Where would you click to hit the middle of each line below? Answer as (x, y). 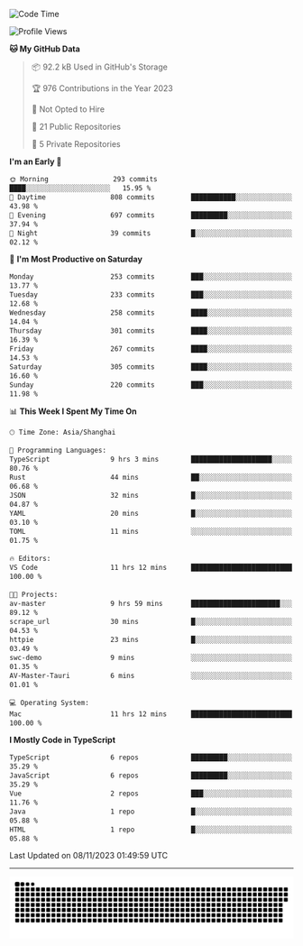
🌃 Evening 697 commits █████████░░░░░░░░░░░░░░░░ (151, 216)
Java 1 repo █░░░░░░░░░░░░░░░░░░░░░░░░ (151, 812)
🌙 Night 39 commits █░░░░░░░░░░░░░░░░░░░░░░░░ (151, 234)
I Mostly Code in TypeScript (62, 740)
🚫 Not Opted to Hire (68, 109)
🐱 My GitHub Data (45, 49)
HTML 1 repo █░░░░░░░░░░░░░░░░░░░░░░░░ (151, 830)
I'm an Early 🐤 (36, 161)
